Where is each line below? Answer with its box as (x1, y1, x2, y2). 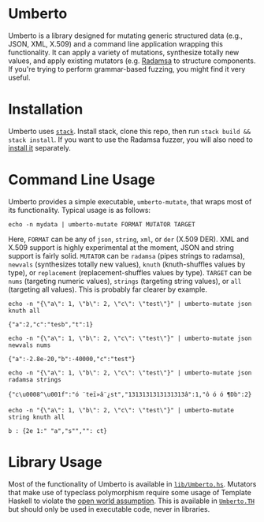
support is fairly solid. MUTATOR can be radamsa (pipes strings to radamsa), (8, 251, 246, 260)
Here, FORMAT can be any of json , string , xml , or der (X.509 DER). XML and (8, 234, 250, 244)
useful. (8, 73, 31, 82)
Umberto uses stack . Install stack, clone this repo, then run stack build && (8, 126, 251, 136)
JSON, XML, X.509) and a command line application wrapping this (8, 39, 223, 48)
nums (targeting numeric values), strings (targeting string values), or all (8, 276, 242, 285)
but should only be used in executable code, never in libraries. (8, 504, 210, 513)
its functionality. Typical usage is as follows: (8, 205, 151, 214)
